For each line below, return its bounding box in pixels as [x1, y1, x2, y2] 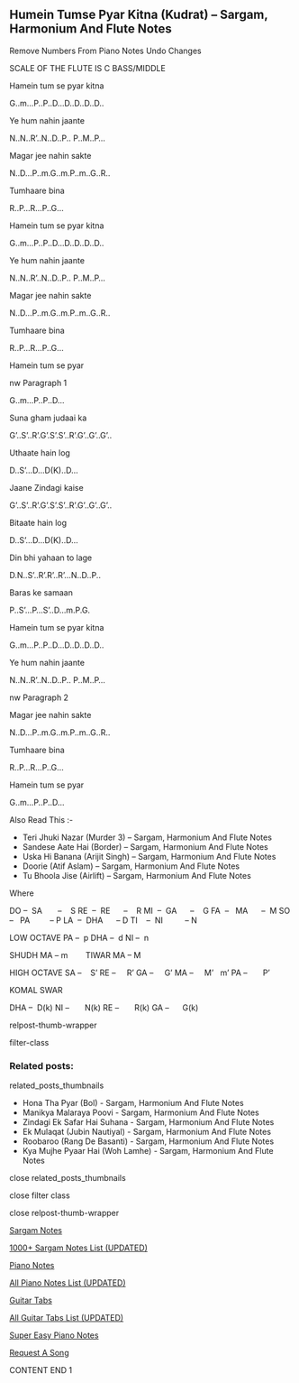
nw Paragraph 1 [9, 377, 68, 388]
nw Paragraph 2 [9, 692, 69, 703]
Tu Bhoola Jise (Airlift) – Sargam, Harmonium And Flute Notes [22, 870, 252, 881]
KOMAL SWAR [9, 984, 63, 995]
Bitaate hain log [9, 517, 68, 528]
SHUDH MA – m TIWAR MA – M [9, 949, 141, 960]
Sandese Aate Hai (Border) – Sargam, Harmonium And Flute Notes [22, 841, 268, 852]
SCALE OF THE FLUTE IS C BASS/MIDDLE [9, 62, 167, 73]
